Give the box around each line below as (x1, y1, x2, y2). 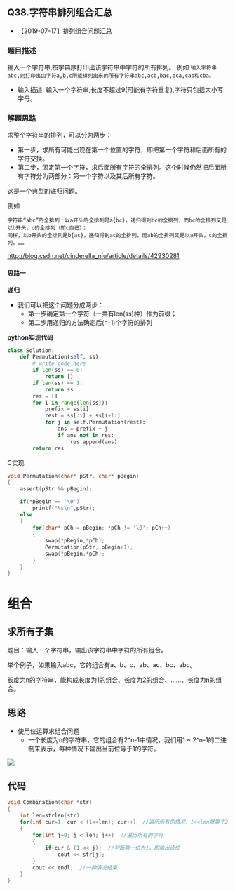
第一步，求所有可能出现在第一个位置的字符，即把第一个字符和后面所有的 (17, 146, 227, 154)
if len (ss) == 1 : (32, 380, 83, 387)
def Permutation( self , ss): (20, 354, 102, 361)
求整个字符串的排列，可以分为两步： (7, 130, 112, 139)
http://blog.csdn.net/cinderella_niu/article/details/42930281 (7, 252, 180, 260)
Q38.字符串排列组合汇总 (7, 6, 113, 19)
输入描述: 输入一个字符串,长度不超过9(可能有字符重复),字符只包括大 (17, 86, 212, 94)
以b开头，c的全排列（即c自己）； (7, 225, 88, 232)
